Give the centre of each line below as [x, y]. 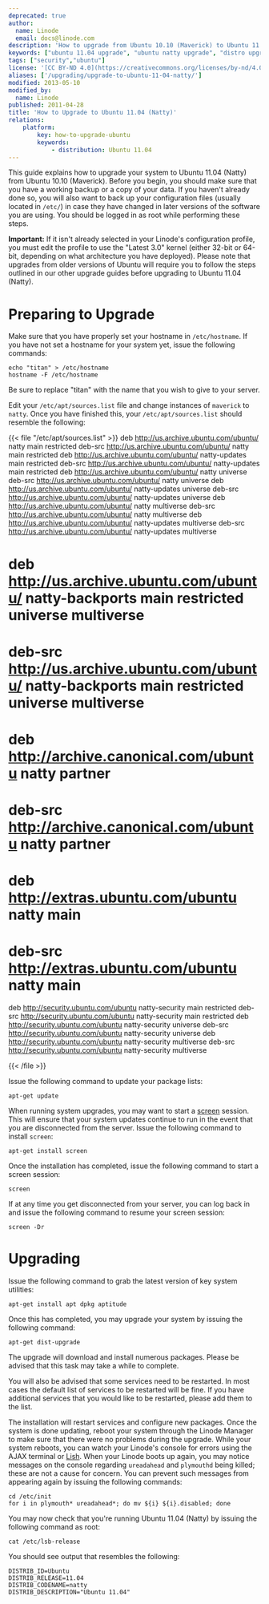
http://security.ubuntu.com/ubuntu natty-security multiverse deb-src [122, 1042]
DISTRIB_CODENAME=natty [48, 1586]
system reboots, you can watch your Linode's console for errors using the [130, 1448]
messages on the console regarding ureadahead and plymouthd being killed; [132, 1465]
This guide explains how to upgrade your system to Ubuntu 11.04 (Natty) [127, 172]
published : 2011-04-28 [46, 105]
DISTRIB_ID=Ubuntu [39, 1571]
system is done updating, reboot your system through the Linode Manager [131, 1431]
